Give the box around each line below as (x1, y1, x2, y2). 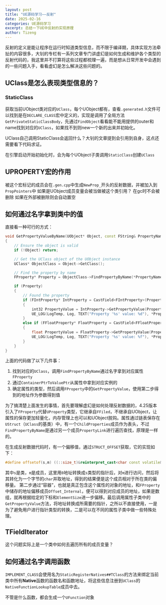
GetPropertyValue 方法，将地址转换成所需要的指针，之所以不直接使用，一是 (5, 501, 158, 506)
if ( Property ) (14, 284, 43, 289)
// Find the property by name (14, 270, 77, 275)
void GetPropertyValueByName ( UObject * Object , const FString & (5, 234, 136, 239)
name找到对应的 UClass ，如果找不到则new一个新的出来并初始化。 (5, 124, 138, 130)
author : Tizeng (5, 30, 37, 35)
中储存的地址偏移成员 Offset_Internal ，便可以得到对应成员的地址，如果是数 (5, 488, 160, 494)
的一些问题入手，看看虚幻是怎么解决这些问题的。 (5, 63, 105, 69)
